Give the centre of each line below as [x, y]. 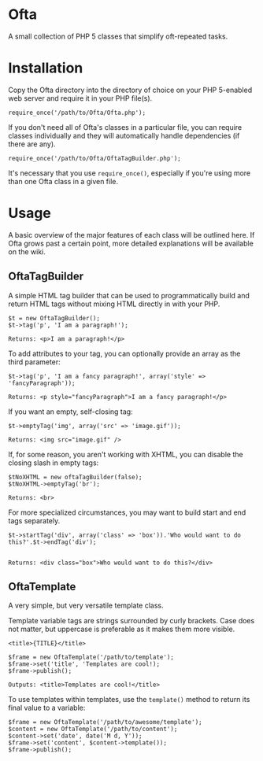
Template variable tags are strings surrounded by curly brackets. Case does [131, 621]
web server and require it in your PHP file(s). [80, 98]
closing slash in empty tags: [54, 463]
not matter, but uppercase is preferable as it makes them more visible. [122, 629]
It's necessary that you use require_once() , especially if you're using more [130, 173]
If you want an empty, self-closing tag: [70, 412]
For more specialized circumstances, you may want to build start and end [127, 512]
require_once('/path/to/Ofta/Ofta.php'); [77, 113]
